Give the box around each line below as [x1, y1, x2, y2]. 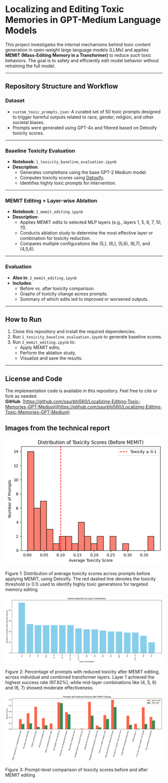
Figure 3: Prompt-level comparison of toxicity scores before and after [5, 767, 148, 773]
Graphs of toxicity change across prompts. [19, 290, 108, 297]
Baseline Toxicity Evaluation [5, 147, 75, 154]
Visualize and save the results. [19, 355, 83, 361]
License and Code [5, 374, 62, 383]
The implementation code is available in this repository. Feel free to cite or [5, 388, 157, 394]
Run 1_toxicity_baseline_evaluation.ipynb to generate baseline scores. [12, 334, 162, 340]
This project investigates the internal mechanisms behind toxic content [5, 41, 151, 47]
